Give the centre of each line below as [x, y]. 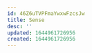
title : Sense [26, 20]
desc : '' [20, 26]
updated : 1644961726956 [42, 33]
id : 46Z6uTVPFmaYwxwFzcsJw [46, 13]
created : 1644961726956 [42, 39]
